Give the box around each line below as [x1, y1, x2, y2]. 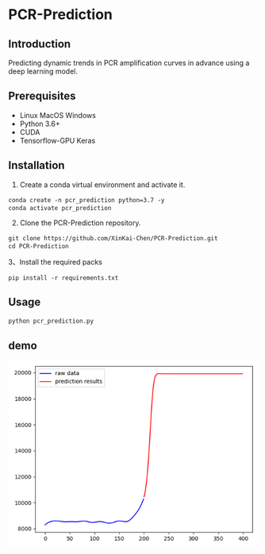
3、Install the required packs [8, 257, 103, 266]
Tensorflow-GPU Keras [19, 136, 96, 145]
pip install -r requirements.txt [8, 273, 119, 282]
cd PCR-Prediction [8, 242, 69, 250]
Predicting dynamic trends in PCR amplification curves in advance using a [8, 58, 250, 67]
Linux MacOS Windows [19, 110, 97, 120]
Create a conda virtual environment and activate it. [19, 180, 186, 189]
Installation [8, 159, 65, 172]
